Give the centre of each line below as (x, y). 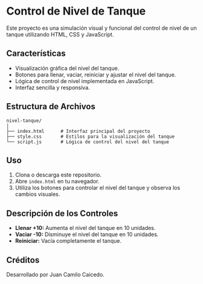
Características (36, 54)
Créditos (23, 260)
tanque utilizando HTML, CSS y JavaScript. (60, 34)
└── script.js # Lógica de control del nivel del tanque (88, 142)
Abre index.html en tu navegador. (57, 181)
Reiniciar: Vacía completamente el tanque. (68, 241)
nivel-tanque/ (24, 120)
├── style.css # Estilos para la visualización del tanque (90, 137)
